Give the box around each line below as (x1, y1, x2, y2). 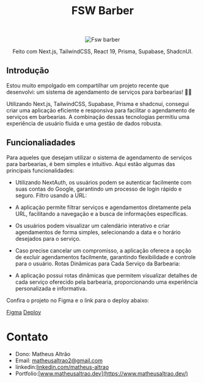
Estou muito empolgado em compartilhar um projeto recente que (6, 82, 169, 89)
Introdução (6, 66, 49, 76)
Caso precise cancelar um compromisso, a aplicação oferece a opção (15, 246, 192, 254)
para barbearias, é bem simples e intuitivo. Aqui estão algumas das (6, 160, 175, 167)
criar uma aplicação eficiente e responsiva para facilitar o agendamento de (6, 107, 195, 114)
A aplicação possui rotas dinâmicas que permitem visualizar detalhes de (15, 271, 197, 279)
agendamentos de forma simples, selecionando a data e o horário (15, 228, 181, 236)
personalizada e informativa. (15, 284, 87, 292)
